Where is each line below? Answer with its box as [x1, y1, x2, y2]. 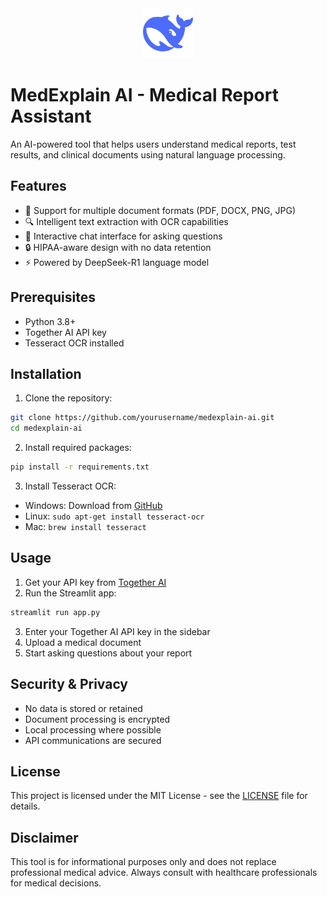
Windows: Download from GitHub [24, 500, 163, 511]
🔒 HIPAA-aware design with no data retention [24, 241, 212, 253]
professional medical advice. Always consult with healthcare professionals [10, 867, 318, 879]
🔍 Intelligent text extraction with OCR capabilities [24, 215, 229, 227]
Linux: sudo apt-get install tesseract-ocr [24, 510, 205, 522]
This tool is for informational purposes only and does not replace [10, 856, 277, 868]
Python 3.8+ [24, 315, 77, 327]
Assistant [10, 105, 92, 128]
